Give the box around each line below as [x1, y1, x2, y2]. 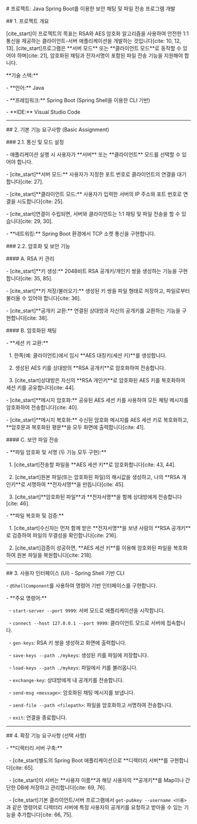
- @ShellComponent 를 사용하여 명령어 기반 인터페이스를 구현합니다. [6, 582, 157, 589]
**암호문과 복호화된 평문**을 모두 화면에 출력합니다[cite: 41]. [6, 424, 145, 430]
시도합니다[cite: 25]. [16, 198, 64, 205]
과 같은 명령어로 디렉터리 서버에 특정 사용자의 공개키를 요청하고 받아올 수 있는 [6, 804, 183, 811]
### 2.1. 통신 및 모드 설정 [6, 138, 64, 145]
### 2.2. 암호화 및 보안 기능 [6, 243, 70, 249]
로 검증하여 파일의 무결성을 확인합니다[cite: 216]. [6, 532, 118, 538]
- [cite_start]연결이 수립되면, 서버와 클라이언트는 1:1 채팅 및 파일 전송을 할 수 [6, 211, 181, 217]
